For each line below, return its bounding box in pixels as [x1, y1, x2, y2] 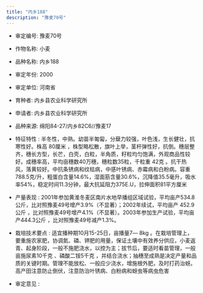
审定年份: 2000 [15, 70, 53, 78]
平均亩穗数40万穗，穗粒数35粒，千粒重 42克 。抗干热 [52, 158, 187, 165]
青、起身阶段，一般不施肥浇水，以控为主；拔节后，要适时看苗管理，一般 [15, 244, 196, 252]
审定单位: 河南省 [15, 83, 56, 91]
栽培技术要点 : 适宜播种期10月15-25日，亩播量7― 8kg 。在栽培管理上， [15, 229, 193, 237]
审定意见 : [15, 280, 40, 287]
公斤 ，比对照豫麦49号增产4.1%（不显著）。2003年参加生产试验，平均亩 [15, 209, 195, 216]
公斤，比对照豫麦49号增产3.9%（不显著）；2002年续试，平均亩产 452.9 [15, 201, 195, 208]
